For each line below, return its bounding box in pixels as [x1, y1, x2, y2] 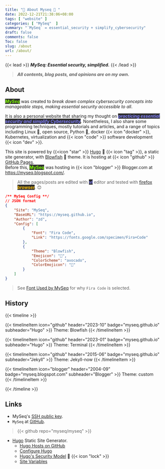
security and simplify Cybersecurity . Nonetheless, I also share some [5, 118, 147, 124]
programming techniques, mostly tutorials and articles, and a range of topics [5, 124, 160, 130]
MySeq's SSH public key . [12, 413, 63, 419]
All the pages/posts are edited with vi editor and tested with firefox [17, 179, 152, 185]
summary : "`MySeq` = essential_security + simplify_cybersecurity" [5, 26, 146, 30]
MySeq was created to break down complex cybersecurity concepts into [5, 99, 153, 105]
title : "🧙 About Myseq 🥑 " [5, 7, 60, 12]
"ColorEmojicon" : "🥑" [31, 262, 76, 268]
